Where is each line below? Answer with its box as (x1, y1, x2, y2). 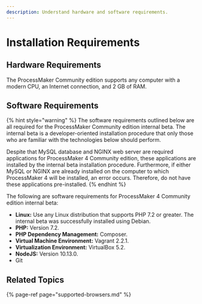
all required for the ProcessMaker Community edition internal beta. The (6, 123, 185, 131)
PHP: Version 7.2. (15, 224, 59, 232)
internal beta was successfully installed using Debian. (15, 217, 151, 225)
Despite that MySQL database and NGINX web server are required (6, 148, 174, 155)
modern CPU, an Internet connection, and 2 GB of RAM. (6, 82, 147, 90)
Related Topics (6, 275, 64, 285)
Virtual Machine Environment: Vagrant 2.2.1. (15, 237, 129, 244)
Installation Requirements (6, 35, 140, 49)
